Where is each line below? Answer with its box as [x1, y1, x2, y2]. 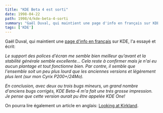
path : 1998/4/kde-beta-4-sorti [5, 16, 68, 21]
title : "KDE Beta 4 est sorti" [5, 7, 68, 12]
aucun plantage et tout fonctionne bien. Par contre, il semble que [5, 64, 136, 69]
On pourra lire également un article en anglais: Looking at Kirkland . [5, 103, 139, 109]
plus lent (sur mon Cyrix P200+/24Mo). [5, 74, 84, 80]
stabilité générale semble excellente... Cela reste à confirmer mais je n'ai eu [5, 58, 157, 64]
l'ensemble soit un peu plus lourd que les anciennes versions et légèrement [5, 68, 156, 74]
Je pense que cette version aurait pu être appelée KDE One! [5, 93, 125, 99]
